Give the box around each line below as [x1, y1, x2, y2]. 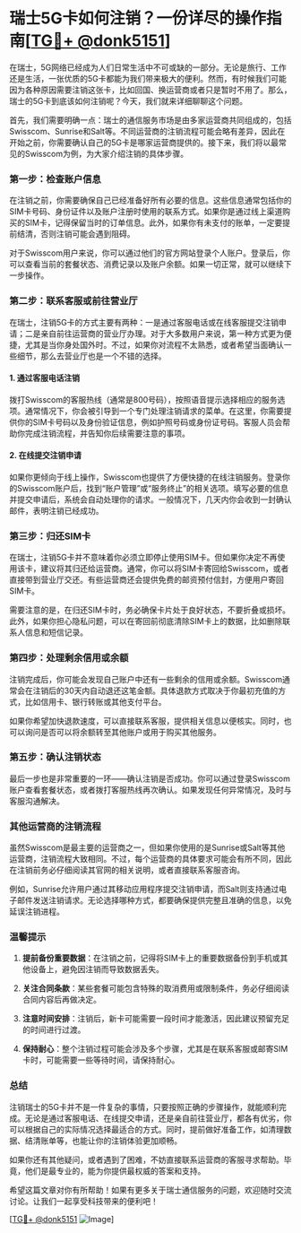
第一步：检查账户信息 [9, 172, 101, 185]
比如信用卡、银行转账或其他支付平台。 [24, 696, 167, 707]
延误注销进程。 [9, 907, 64, 917]
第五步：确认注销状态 [9, 751, 101, 763]
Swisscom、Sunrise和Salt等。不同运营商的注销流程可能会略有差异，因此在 [9, 126, 286, 136]
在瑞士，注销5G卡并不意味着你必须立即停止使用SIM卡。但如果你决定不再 [9, 552, 278, 563]
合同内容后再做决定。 [21, 994, 101, 1005]
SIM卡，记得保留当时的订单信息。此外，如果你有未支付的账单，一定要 [24, 217, 283, 229]
